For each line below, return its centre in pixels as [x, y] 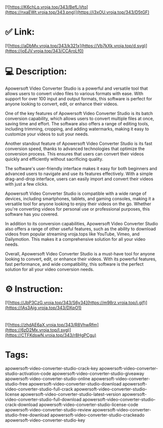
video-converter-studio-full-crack [39, 389]
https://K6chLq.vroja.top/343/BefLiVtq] [49, 7]
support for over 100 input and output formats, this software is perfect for [79, 98]
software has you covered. [32, 214]
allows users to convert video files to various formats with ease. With [74, 93]
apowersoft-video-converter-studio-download [75, 384]
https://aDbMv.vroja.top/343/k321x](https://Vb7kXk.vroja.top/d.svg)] [78, 45]
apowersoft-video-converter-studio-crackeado [98, 415]
